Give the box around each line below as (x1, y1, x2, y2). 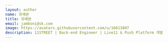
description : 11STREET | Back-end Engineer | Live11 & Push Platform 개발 (5, 30, 163, 35)
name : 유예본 (5, 12, 29, 17)
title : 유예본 (5, 16, 32, 21)
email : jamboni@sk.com (5, 21, 53, 26)
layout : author (5, 7, 37, 12)
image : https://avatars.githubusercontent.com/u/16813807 (5, 26, 129, 31)
